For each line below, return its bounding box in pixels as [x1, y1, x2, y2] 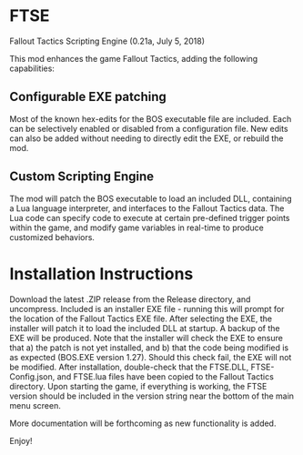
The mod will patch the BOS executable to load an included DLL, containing [9, 193, 293, 204]
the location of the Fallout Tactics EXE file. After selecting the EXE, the [9, 313, 273, 324]
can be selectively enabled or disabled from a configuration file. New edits [9, 123, 288, 134]
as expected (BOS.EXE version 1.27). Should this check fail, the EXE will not [9, 351, 292, 362]
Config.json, [9, 370, 56, 382]
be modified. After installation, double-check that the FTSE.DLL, [9, 361, 249, 372]
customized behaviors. [9, 231, 96, 242]
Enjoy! [9, 435, 34, 446]
